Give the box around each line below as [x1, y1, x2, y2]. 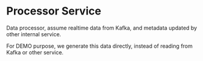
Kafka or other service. [6, 48, 64, 56]
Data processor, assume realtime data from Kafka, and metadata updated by [6, 24, 198, 31]
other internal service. [6, 30, 62, 37]
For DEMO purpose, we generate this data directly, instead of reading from [6, 42, 193, 50]
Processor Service [6, 4, 102, 18]
